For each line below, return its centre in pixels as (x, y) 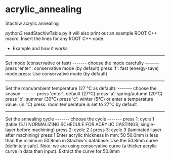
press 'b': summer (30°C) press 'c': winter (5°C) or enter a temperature (79, 99)
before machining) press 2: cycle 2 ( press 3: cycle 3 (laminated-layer (89, 130)
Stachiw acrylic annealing (32, 23)
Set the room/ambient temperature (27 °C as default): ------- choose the (81, 88)
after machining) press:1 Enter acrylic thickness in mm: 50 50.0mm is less (82, 135)
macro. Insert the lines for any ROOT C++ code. (55, 38)
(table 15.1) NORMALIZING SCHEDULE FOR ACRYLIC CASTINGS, (73, 124)
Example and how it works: (41, 48)
